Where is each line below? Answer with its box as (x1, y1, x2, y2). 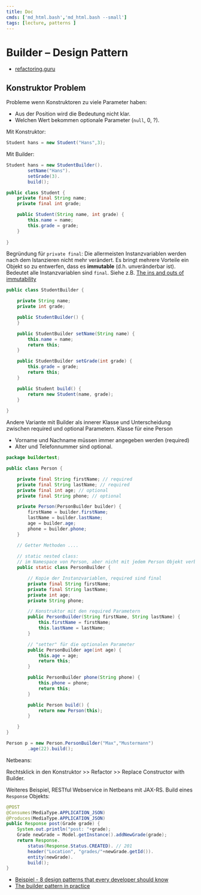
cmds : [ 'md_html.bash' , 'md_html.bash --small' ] (6, 14, 127, 20)
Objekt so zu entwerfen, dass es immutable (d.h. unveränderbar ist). (6, 263, 176, 270)
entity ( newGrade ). (28, 854, 74, 860)
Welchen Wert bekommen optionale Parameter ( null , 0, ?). (14, 117, 160, 124)
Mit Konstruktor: (6, 128, 46, 135)
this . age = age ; (38, 653, 79, 659)
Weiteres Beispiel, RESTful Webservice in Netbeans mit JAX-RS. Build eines (6, 786, 193, 793)
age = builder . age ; (28, 520, 77, 526)
